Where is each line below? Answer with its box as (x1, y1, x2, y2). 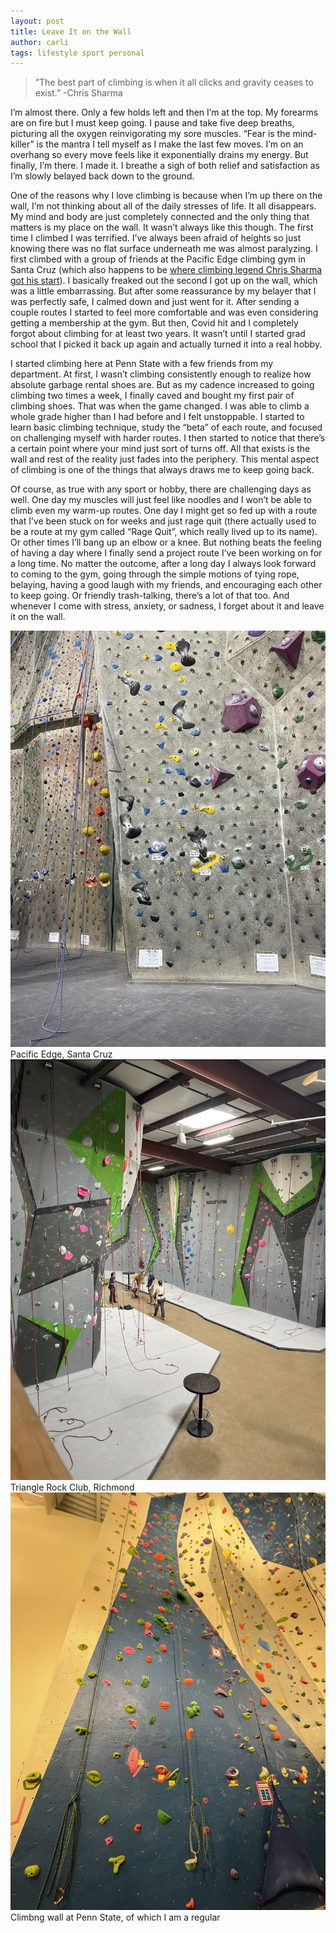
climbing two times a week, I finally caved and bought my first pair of (10, 390, 295, 402)
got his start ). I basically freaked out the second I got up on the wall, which (10, 275, 318, 287)
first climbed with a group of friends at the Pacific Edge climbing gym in (10, 253, 306, 265)
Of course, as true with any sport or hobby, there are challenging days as (10, 483, 312, 495)
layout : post (10, 16, 65, 26)
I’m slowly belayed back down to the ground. (10, 170, 195, 182)
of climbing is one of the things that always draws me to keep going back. (10, 464, 315, 476)
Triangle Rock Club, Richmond (10, 1481, 135, 1493)
